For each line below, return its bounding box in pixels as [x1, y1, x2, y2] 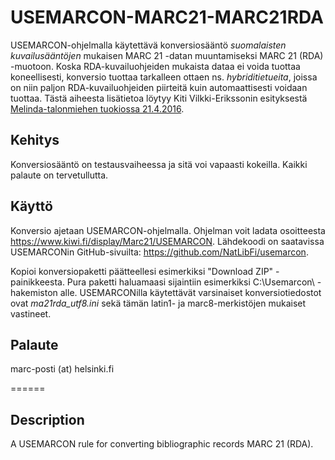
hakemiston [10, 286, 58, 298]
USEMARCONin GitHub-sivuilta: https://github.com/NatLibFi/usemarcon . [10, 246, 309, 258]
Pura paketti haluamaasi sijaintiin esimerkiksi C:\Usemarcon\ [66, 276, 315, 288]
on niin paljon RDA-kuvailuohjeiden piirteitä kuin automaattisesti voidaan [10, 81, 308, 93]
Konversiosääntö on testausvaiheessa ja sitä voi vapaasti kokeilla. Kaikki [10, 158, 308, 170]
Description [10, 411, 85, 428]
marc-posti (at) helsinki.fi [10, 363, 115, 375]
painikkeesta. [10, 276, 65, 288]
